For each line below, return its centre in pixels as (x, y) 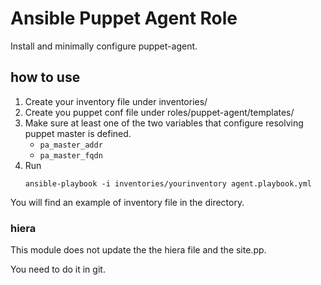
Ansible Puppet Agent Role (124, 18)
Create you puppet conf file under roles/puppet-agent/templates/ (159, 112)
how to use (45, 77)
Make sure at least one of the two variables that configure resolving (164, 123)
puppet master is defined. (78, 133)
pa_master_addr (71, 145)
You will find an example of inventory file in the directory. (127, 202)
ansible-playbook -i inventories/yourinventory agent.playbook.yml (168, 183)
